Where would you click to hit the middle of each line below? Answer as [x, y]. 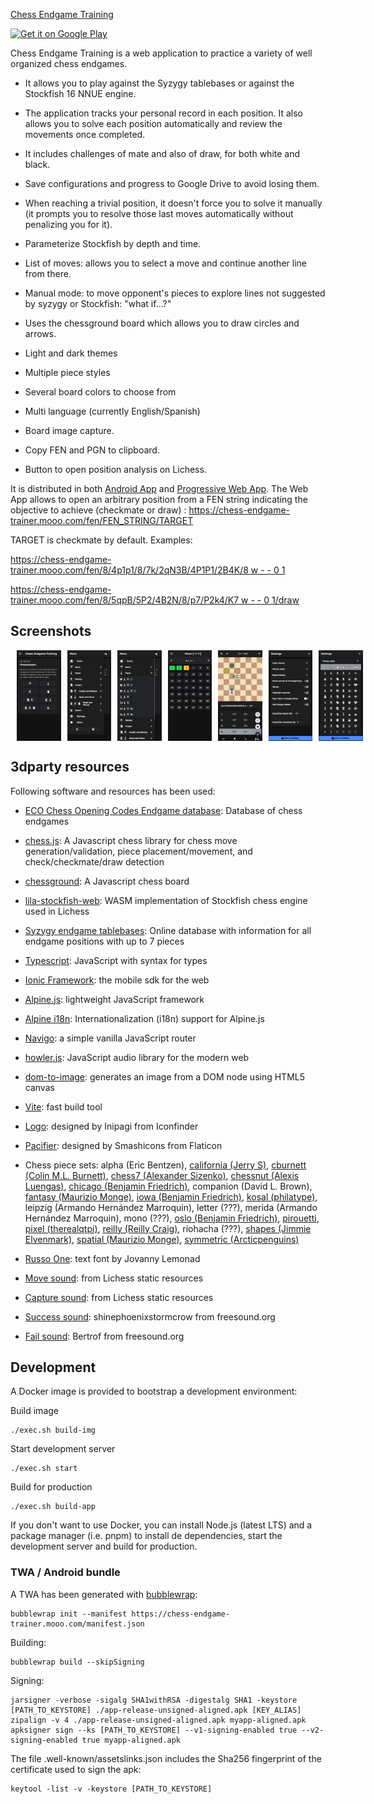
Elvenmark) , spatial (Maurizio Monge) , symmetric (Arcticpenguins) [162, 1239]
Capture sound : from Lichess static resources [119, 1297]
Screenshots [51, 631]
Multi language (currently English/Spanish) [112, 411]
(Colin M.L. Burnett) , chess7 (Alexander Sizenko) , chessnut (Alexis [162, 1175]
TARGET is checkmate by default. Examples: [101, 540]
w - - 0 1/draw [270, 600]
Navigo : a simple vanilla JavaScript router [110, 1038]
